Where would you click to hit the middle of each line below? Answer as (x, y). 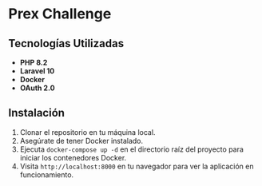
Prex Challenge (60, 14)
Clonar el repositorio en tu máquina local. (87, 132)
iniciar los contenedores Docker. (73, 157)
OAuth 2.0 (37, 88)
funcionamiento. (47, 174)
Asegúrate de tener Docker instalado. (81, 140)
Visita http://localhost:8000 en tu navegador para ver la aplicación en (137, 166)
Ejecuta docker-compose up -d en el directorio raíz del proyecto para (131, 149)
